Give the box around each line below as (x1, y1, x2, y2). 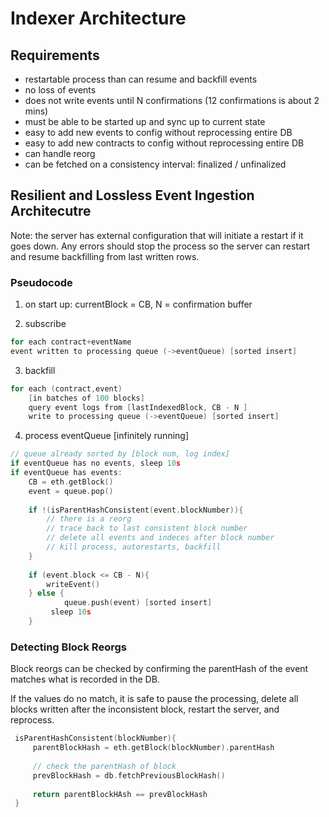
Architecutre (10, 203, 92, 220)
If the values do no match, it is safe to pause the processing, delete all (10, 693, 299, 705)
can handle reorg (24, 148, 96, 159)
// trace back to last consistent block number (46, 523, 248, 534)
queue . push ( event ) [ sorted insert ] (63, 598, 213, 608)
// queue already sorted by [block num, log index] (10, 449, 230, 459)
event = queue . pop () (28, 486, 114, 496)
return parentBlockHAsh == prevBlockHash (32, 789, 208, 799)
